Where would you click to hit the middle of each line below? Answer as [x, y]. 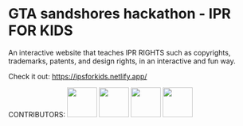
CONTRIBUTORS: [37, 114]
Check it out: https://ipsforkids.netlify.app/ [78, 76]
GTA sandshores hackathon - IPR [120, 14]
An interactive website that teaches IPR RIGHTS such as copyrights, [120, 52]
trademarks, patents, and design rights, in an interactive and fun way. [122, 61]
